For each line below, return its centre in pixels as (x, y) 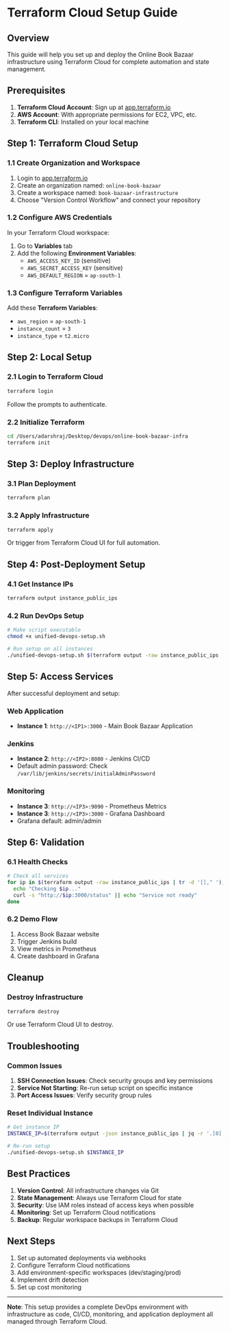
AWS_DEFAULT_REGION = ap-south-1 (74, 275)
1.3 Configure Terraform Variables (65, 293)
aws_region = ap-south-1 (52, 321)
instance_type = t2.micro (53, 336)
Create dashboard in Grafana (58, 956)
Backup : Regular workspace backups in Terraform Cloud (97, 1219)
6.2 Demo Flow (33, 919)
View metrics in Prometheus (57, 949)
